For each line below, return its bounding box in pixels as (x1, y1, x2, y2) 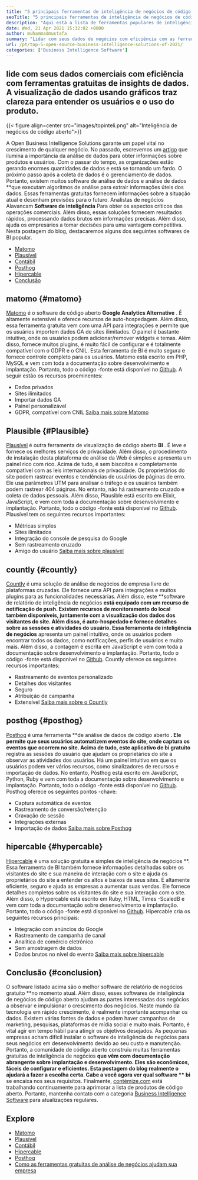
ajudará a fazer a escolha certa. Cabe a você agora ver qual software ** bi (6, 1071, 190, 1078)
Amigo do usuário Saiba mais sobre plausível (14, 548, 124, 555)
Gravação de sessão (14, 812, 65, 819)
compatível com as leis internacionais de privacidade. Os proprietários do (6, 467, 185, 474)
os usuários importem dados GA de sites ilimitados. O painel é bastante (6, 328, 180, 335)
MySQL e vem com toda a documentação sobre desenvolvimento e (6, 360, 170, 367)
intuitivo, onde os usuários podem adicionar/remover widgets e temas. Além (6, 335, 191, 342)
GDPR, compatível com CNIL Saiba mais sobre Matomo (14, 409, 149, 416)
